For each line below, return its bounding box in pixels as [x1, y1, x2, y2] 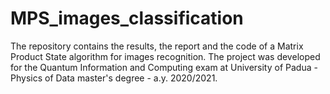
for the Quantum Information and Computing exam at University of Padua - [10, 61, 318, 73]
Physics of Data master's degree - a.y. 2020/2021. [10, 72, 218, 84]
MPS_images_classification [10, 7, 244, 30]
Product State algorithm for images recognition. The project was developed [10, 50, 321, 62]
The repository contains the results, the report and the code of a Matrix [10, 40, 304, 52]
